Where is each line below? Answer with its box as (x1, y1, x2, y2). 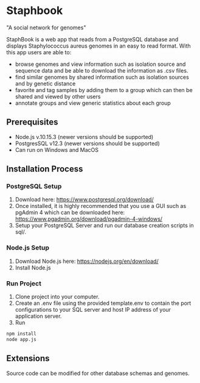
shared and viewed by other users (15, 93, 101, 100)
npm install (6, 331, 36, 337)
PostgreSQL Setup (6, 182, 62, 191)
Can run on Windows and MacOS (15, 146, 99, 153)
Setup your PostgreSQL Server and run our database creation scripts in (15, 222, 195, 229)
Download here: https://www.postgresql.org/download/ (15, 196, 154, 203)
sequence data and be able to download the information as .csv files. (15, 66, 188, 74)
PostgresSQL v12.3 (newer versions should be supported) (15, 140, 160, 147)
